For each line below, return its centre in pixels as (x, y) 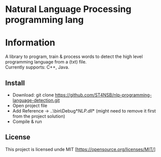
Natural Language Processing (68, 9)
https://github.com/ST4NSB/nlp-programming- (103, 95)
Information (30, 43)
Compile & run (27, 121)
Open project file (30, 105)
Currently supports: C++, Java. (37, 67)
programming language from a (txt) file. (46, 62)
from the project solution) (39, 116)
